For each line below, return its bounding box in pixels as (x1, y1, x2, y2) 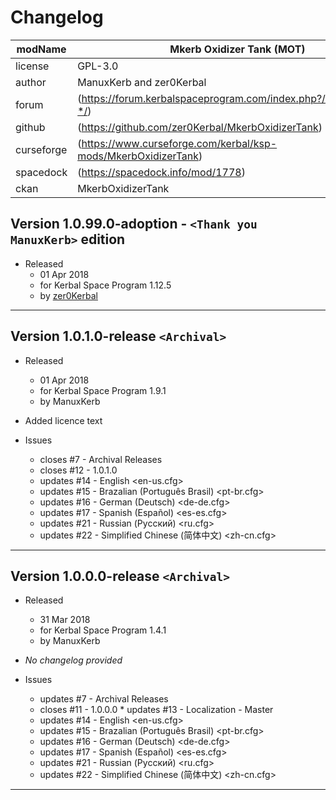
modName (16, 42, 67, 56)
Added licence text (24, 414, 103, 426)
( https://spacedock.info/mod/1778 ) (77, 165, 246, 179)
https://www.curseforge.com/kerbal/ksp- (81, 136, 278, 150)
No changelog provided (24, 654, 123, 666)
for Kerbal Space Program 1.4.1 (39, 624, 167, 636)
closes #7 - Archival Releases (39, 453, 163, 465)
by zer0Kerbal (39, 289, 98, 301)
